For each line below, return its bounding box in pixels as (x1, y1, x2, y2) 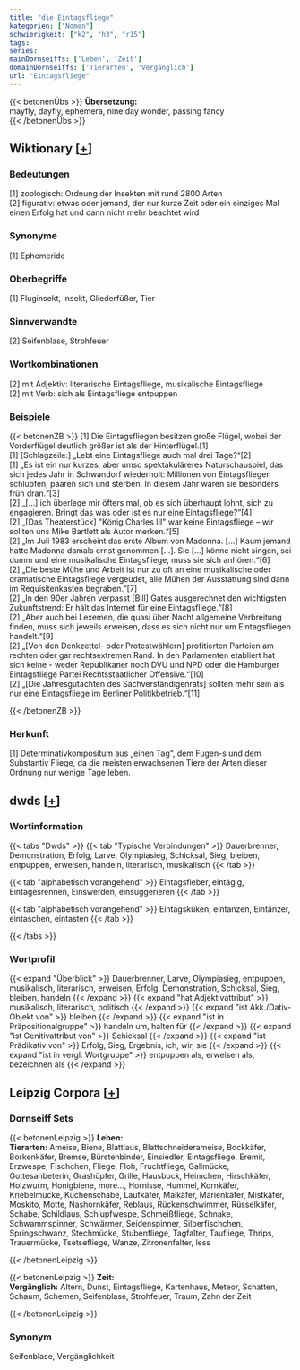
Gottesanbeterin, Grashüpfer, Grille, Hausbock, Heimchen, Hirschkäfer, (9, 1170, 271, 1181)
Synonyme (9, 230, 58, 242)
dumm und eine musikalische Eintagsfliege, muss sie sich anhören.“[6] (9, 554, 270, 565)
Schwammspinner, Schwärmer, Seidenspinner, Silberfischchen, (9, 1218, 244, 1228)
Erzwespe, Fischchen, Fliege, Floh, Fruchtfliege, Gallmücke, (9, 1160, 230, 1171)
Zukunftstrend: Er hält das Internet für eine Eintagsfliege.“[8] (9, 602, 233, 612)
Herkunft (9, 727, 49, 740)
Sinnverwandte (9, 315, 78, 327)
